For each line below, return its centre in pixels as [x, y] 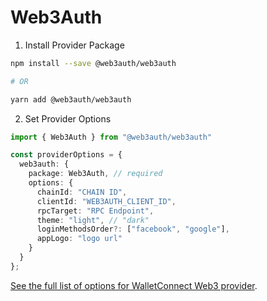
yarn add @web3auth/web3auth [71, 99]
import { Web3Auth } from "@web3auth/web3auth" [111, 137]
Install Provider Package [74, 45]
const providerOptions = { [66, 155]
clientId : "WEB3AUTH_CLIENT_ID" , [106, 201]
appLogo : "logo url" [79, 239]
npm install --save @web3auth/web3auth [93, 63]
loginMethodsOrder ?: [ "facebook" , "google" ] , [133, 229]
